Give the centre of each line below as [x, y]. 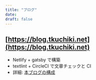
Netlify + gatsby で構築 [36, 60]
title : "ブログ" [21, 10]
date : [11, 14]
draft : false [19, 19]
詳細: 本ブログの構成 [34, 72]
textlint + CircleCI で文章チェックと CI [52, 66]
